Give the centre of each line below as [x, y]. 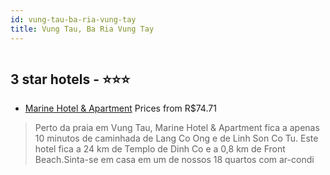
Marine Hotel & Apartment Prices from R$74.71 [120, 108]
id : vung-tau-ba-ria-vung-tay [73, 19]
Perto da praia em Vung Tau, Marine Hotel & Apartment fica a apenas [177, 128]
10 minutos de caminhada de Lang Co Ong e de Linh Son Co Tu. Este [176, 138]
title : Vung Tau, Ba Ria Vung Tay [82, 29]
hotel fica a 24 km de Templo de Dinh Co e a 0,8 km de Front [160, 149]
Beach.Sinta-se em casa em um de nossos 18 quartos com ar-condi [174, 160]
